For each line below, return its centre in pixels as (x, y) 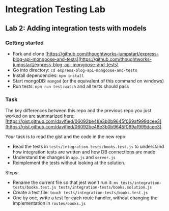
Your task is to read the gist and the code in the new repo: (66, 137)
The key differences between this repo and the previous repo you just (78, 111)
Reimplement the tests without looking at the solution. (69, 163)
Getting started (25, 43)
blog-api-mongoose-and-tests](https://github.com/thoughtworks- (82, 59)
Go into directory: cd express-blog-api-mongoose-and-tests (75, 70)
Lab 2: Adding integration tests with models (76, 28)
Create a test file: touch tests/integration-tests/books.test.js (80, 193)
